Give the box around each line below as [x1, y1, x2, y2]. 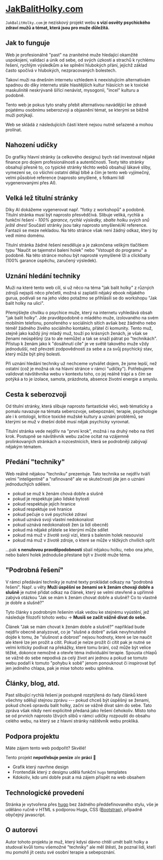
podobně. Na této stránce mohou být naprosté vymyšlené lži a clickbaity [5, 253, 150, 258]
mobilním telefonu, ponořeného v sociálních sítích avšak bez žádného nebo [5, 320, 156, 326]
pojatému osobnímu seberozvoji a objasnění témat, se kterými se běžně [5, 107, 149, 113]
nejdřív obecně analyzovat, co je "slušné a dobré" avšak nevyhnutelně [5, 629, 147, 635]
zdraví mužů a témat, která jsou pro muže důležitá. [5, 24, 110, 30]
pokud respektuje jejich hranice [12, 501, 76, 507]
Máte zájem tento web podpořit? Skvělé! [5, 745, 86, 751]
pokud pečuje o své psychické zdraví [12, 511, 87, 517]
